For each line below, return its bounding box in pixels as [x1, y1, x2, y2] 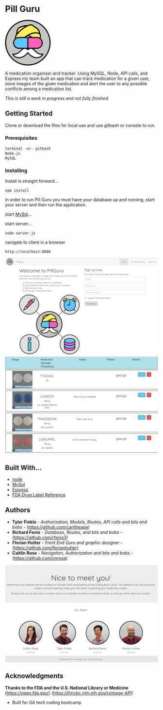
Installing [5, 167, 28, 174]
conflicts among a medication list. [5, 86, 73, 92]
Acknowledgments [5, 672, 64, 680]
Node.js [5, 151, 21, 156]
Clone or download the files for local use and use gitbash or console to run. [5, 122, 156, 128]
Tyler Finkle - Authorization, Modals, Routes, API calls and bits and [12, 519, 147, 524]
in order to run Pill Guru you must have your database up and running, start [5, 197, 155, 203]
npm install [5, 188, 29, 193]
